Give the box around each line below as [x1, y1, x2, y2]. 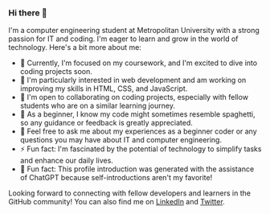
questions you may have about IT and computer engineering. [19, 135, 223, 145]
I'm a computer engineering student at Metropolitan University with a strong [8, 26, 260, 35]
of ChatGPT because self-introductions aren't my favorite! [19, 173, 213, 183]
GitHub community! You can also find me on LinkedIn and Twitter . [8, 197, 225, 207]
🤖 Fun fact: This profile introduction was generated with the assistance [19, 164, 255, 174]
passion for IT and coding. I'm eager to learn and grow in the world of [8, 34, 239, 43]
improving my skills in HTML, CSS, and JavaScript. [19, 84, 188, 93]
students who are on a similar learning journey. [19, 101, 175, 111]
